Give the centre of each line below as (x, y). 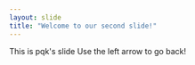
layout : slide (36, 17)
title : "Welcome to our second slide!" (83, 26)
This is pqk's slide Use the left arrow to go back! (98, 51)
